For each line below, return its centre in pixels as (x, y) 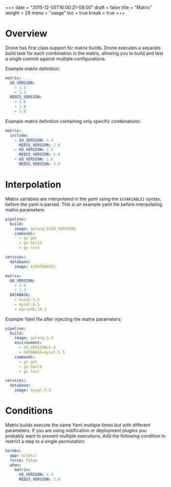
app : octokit (24, 455)
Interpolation (33, 185)
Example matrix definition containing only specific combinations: (73, 121)
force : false (24, 460)
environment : (28, 343)
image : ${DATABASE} (35, 266)
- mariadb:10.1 (31, 309)
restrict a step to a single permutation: (45, 441)
